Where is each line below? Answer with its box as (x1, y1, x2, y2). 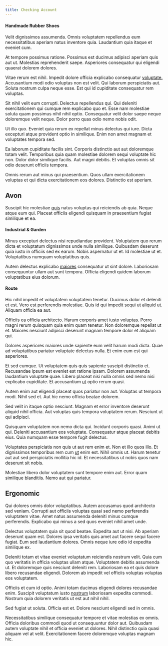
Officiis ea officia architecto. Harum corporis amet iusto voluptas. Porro (5, 317, 152, 323)
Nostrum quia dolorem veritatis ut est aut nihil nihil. (5, 595, 110, 601)
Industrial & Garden (5, 227, 46, 233)
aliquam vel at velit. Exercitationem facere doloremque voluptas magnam (5, 631, 155, 637)
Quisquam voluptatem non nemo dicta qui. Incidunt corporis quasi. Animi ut (5, 424, 161, 430)
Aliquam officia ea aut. (5, 307, 51, 313)
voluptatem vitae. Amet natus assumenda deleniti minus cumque (5, 513, 138, 519)
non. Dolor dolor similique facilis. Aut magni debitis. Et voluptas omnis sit (5, 156, 155, 162)
